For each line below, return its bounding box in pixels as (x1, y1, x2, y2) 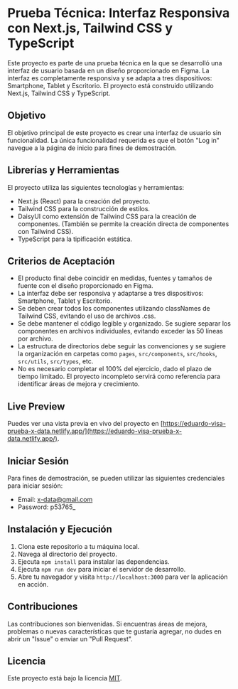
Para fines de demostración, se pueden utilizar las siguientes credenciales (7, 474, 225, 482)
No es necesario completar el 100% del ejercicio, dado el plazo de (17, 365, 212, 373)
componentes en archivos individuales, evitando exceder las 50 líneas (17, 327, 224, 336)
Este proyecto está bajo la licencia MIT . (7, 674, 122, 683)
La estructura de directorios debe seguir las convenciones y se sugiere (17, 342, 226, 351)
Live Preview (7, 400, 65, 412)
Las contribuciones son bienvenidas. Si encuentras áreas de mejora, (7, 619, 207, 628)
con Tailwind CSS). (17, 227, 74, 235)
